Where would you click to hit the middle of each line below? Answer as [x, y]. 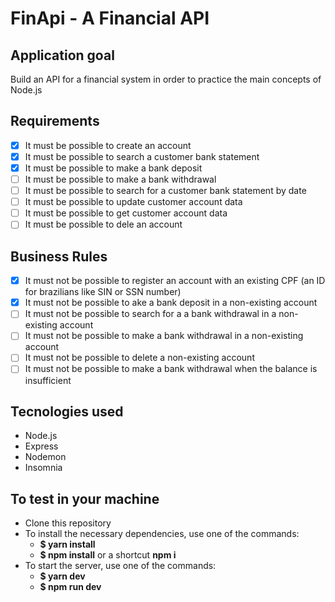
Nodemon [45, 457]
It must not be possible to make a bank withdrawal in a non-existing [164, 336]
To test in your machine [85, 498]
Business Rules [59, 256]
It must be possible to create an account [108, 145]
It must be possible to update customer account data [133, 202]
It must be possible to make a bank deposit [113, 168]
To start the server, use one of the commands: [120, 566]
